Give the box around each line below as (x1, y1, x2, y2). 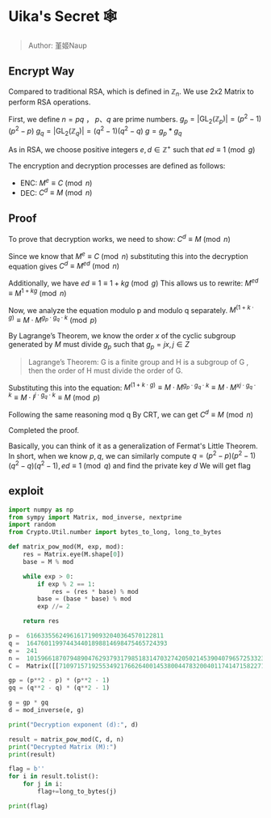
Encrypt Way (8, 65, 75, 78)
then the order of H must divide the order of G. (27, 366, 183, 375)
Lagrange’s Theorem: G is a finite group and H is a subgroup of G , (27, 357, 249, 367)
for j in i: (23, 780, 63, 788)
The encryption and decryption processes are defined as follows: (8, 161, 226, 171)
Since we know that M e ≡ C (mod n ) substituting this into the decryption (8, 249, 248, 261)
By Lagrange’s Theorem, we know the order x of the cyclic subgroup (8, 330, 236, 341)
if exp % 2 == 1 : (37, 580, 95, 588)
